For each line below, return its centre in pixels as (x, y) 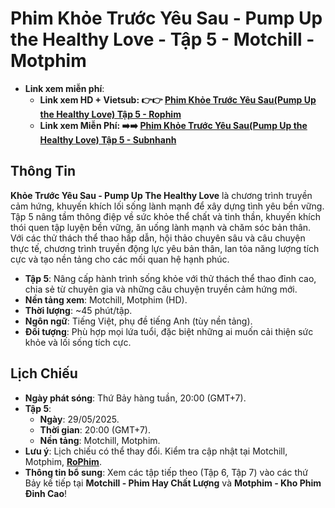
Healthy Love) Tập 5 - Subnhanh (108, 139)
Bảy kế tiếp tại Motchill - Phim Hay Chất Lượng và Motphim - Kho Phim (173, 483)
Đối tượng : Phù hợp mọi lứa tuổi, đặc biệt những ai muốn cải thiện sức (169, 331)
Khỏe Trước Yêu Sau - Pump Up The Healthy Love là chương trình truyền (161, 195)
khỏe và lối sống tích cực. (78, 342)
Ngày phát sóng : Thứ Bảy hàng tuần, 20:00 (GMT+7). (135, 398)
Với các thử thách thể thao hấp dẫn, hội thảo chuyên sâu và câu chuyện (158, 238)
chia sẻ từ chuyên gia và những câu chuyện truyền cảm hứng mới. (161, 289)
